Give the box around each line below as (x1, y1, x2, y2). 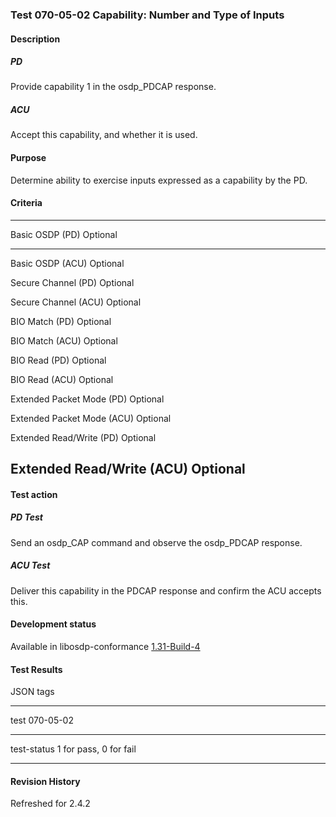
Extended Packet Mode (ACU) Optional (10, 412, 172, 424)
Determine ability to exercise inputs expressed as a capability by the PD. (10, 174, 308, 186)
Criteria (10, 197, 43, 209)
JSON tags (10, 686, 55, 698)
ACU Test (10, 559, 51, 572)
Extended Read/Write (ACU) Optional (10, 461, 246, 478)
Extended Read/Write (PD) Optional (10, 431, 157, 443)
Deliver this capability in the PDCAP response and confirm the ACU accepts (10, 584, 322, 597)
